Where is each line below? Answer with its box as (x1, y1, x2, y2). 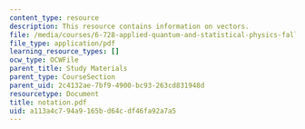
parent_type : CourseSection (9, 73, 116, 82)
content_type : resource (9, 13, 100, 23)
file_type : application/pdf (9, 38, 116, 48)
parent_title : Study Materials (9, 64, 128, 74)
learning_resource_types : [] (9, 47, 120, 56)
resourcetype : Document (9, 89, 100, 98)
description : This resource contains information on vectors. (9, 22, 250, 31)
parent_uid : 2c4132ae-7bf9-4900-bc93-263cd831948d (9, 81, 205, 90)
